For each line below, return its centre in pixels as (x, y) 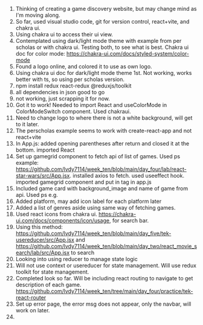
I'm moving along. (38, 15)
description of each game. (48, 285)
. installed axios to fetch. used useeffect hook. (127, 175)
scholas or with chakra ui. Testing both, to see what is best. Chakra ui (102, 47)
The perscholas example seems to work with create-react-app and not (104, 130)
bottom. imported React (45, 150)
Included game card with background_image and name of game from (102, 188)
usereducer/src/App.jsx (45, 240)
